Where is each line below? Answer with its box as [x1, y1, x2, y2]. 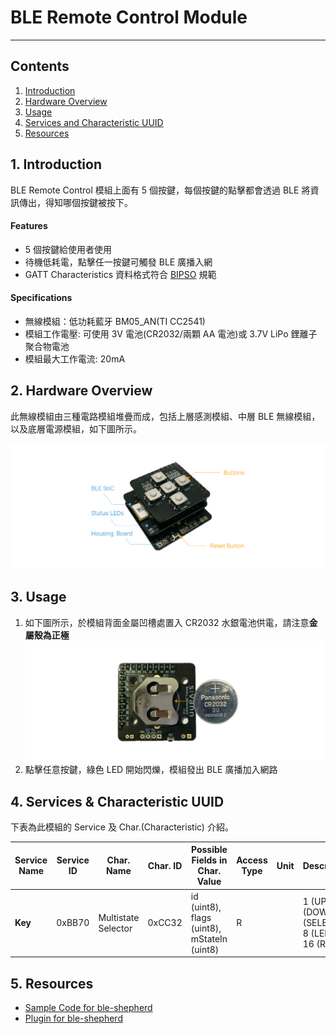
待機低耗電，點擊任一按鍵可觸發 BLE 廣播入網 [24, 256, 213, 268]
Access [236, 854, 268, 866]
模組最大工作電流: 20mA [24, 352, 126, 365]
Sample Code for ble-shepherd [24, 1002, 153, 1014]
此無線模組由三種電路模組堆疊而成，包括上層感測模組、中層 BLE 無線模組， [10, 410, 321, 422]
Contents [10, 58, 70, 75]
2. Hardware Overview [10, 382, 153, 400]
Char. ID [147, 859, 183, 871]
